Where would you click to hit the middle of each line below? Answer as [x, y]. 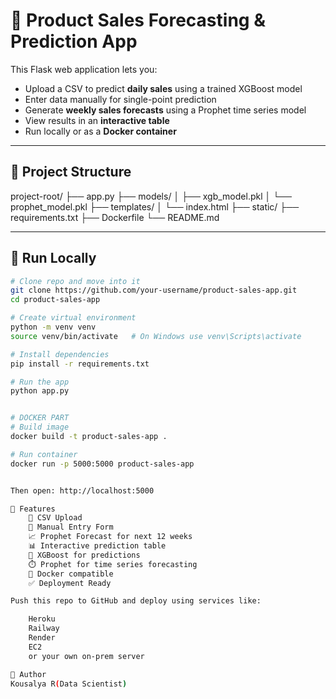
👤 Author [28, 674]
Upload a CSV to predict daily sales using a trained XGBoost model [163, 88]
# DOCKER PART [40, 418]
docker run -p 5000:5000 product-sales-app [102, 464]
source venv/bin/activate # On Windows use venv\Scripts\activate [156, 336]
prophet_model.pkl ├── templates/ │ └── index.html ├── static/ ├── [155, 206]
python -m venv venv [53, 327]
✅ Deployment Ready [70, 583]
